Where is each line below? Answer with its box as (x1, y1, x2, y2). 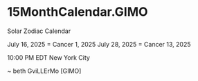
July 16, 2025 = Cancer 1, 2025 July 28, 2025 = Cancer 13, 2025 (7, 40, 191, 48)
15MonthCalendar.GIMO (7, 4, 148, 20)
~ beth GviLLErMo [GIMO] (7, 67, 82, 75)
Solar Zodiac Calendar (7, 27, 71, 35)
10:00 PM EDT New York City (7, 53, 90, 62)
